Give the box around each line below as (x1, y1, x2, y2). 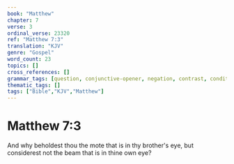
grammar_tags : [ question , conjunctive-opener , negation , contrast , (7, 75, 208, 82)
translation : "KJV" (7, 43, 64, 50)
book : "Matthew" (7, 10, 54, 17)
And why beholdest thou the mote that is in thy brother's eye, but (7, 141, 194, 150)
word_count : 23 (7, 56, 52, 63)
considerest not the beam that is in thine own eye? (7, 149, 152, 157)
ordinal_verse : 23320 (7, 29, 70, 37)
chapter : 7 (7, 17, 39, 24)
